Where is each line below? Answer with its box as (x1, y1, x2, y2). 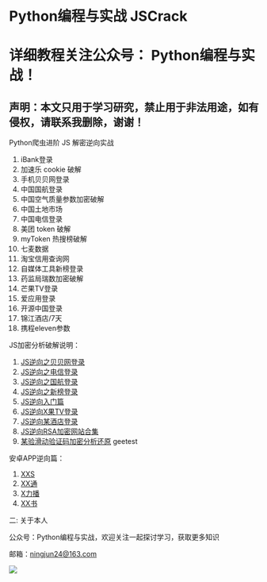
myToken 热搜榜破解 (20, 234, 88, 244)
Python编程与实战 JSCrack (9, 7, 188, 25)
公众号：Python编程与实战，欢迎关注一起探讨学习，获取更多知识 (9, 533, 220, 542)
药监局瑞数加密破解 (20, 274, 84, 283)
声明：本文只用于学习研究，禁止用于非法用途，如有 (9, 100, 259, 114)
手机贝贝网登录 (20, 175, 70, 184)
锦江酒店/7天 (20, 314, 63, 323)
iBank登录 (20, 155, 54, 164)
